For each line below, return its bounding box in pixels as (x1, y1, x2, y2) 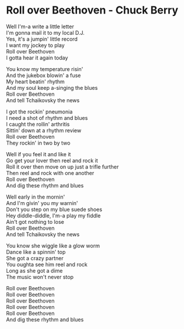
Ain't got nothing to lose (6, 218, 65, 225)
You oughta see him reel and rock (6, 261, 88, 268)
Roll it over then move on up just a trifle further (6, 163, 119, 170)
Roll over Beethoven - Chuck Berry (6, 4, 179, 17)
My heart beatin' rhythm (6, 78, 65, 85)
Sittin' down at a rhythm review (6, 127, 82, 134)
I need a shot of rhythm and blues (6, 114, 88, 121)
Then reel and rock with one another (6, 169, 95, 176)
